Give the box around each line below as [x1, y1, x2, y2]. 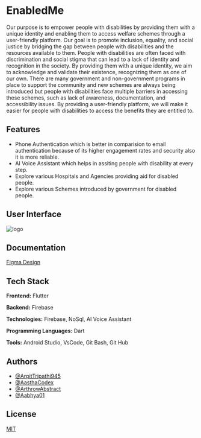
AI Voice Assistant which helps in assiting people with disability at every [14, 159, 194, 167]
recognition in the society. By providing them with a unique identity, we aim [6, 62, 193, 69]
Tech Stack [6, 276, 49, 287]
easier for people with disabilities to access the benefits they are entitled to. [6, 107, 194, 114]
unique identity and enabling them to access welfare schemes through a [6, 30, 185, 37]
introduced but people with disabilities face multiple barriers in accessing [6, 87, 188, 95]
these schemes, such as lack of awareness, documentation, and [6, 94, 165, 101]
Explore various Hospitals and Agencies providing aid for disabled [14, 173, 179, 180]
